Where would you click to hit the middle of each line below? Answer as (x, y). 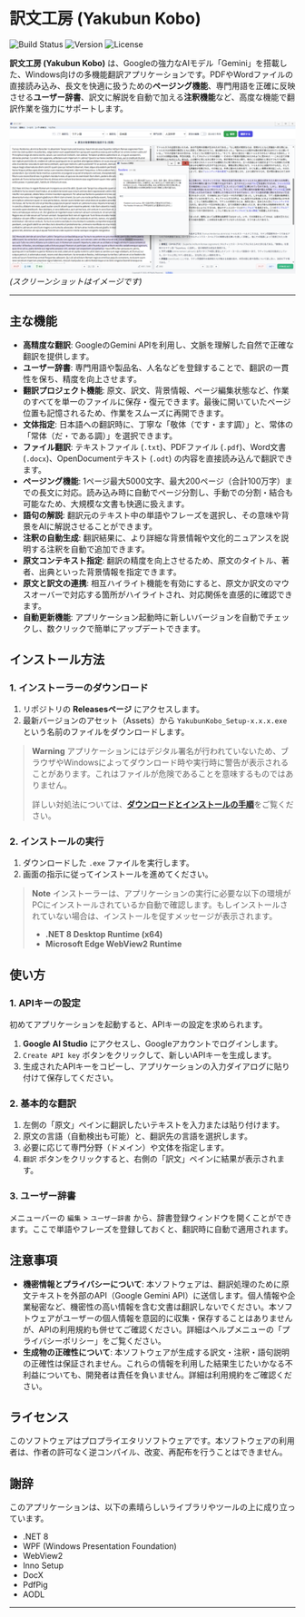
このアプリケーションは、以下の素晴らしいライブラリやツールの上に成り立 (148, 1507)
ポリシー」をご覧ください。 (114, 1340)
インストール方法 (57, 659)
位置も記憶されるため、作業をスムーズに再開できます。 (125, 413)
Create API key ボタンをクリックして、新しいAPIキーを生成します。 (149, 1055)
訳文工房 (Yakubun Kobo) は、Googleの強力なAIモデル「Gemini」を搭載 (144, 63)
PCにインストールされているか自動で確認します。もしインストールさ (160, 905)
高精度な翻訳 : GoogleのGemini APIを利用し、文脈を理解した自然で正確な (158, 345)
